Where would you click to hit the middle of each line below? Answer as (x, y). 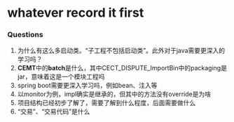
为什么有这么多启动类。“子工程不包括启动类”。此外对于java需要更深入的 (121, 51)
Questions (25, 35)
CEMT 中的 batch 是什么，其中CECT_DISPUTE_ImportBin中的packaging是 (122, 68)
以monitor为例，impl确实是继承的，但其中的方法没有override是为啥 (114, 94)
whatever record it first (76, 13)
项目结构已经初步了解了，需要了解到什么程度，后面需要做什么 (106, 103)
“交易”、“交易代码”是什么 (54, 112)
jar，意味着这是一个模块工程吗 (61, 77)
